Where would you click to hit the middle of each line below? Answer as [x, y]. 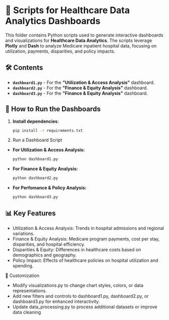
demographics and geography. [44, 255]
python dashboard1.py [35, 159]
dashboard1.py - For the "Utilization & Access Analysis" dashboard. [83, 82]
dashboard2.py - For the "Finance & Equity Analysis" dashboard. [80, 87]
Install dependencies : [36, 121]
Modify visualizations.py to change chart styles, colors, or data [78, 285]
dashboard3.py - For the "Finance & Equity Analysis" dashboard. [80, 93]
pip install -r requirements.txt [48, 130]
